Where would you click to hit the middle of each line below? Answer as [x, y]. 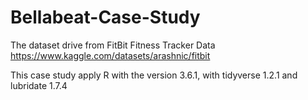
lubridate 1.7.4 [39, 85]
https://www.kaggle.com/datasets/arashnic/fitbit [110, 55]
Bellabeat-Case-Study [105, 17]
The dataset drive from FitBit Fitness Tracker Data [113, 45]
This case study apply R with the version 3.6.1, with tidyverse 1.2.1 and [154, 75]
